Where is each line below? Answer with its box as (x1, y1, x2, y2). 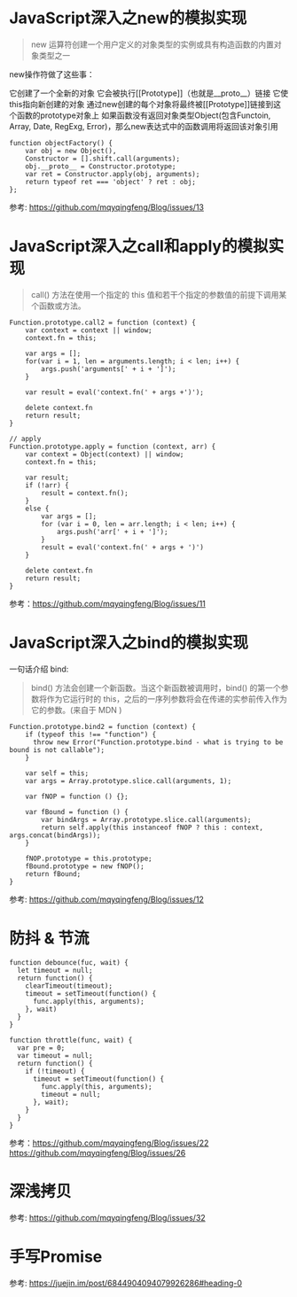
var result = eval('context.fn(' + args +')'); (25, 387, 204, 397)
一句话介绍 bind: (9, 664, 69, 674)
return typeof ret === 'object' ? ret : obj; (25, 177, 197, 186)
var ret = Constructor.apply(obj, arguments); (25, 169, 200, 178)
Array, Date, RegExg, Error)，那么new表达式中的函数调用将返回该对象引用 (9, 120, 279, 131)
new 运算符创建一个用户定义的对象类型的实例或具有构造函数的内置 (30, 39, 275, 50)
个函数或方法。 (30, 300, 86, 311)
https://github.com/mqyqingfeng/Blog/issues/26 (9, 1147, 186, 1158)
